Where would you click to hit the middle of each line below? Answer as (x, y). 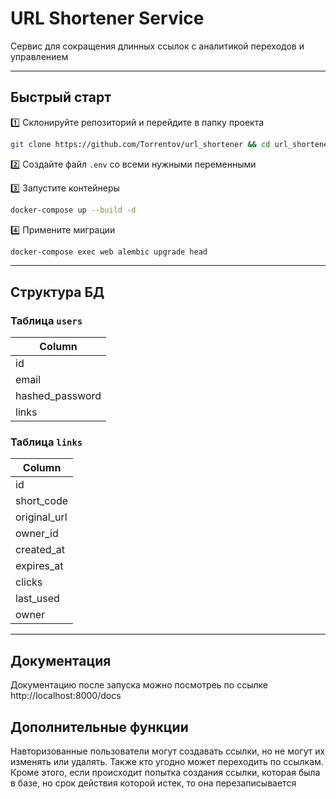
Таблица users (46, 320)
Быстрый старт (61, 97)
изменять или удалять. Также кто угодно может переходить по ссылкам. (167, 761)
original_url (41, 517)
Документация (61, 660)
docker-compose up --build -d (73, 210)
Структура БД (57, 292)
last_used (37, 599)
